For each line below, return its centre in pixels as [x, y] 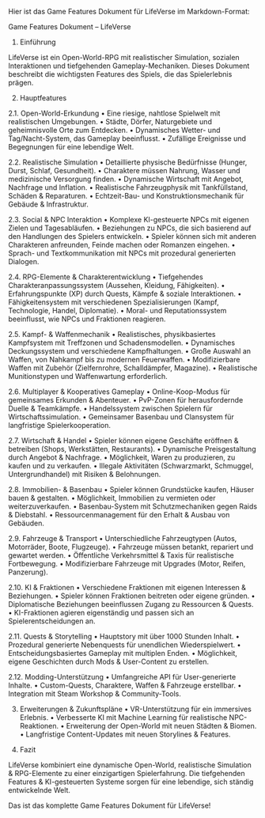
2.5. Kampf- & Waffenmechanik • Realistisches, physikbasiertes [112, 334]
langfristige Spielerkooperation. [59, 425]
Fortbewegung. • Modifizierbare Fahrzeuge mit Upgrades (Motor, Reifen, [127, 564]
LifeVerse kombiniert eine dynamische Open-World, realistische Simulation [130, 765]
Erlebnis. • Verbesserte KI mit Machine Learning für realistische [123, 718]
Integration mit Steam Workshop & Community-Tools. [95, 694]
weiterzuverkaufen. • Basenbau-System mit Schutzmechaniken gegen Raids [133, 506]
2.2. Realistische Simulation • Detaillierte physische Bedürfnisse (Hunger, [128, 162]
